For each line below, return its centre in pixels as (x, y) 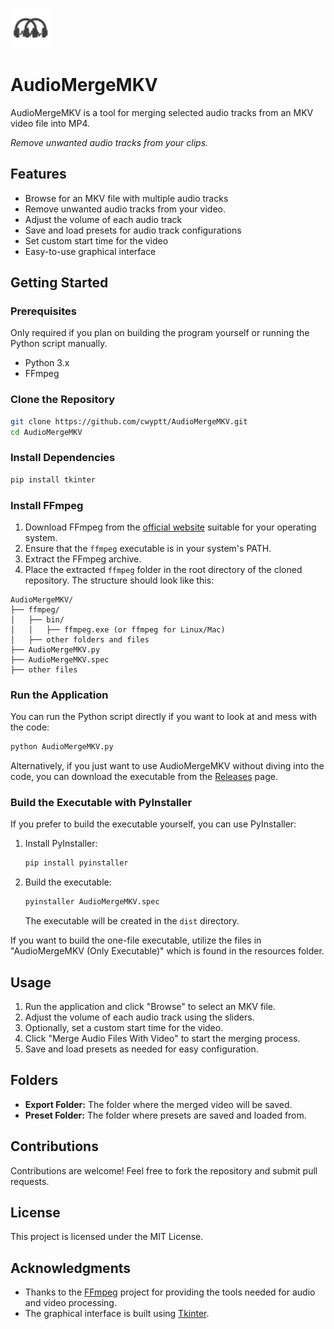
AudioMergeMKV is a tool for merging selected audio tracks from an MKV (162, 112)
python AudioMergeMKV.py (62, 747)
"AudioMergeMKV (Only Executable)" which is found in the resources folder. (167, 951)
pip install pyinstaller (76, 863)
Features (38, 174)
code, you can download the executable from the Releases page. (144, 777)
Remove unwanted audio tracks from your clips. (109, 142)
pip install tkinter (53, 479)
